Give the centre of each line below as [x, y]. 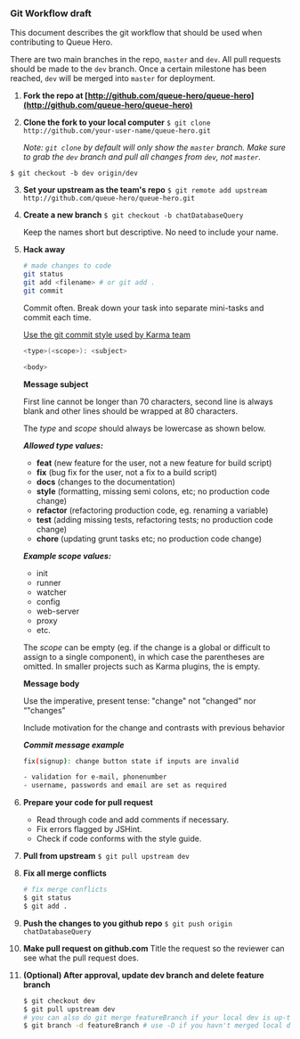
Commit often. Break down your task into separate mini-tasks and [143, 308]
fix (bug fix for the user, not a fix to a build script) [126, 472]
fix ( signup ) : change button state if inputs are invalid [131, 761]
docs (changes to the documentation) [106, 482]
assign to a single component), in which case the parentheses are [144, 656]
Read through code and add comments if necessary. [133, 820]
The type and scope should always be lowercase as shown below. [144, 428]
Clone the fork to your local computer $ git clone [117, 122]
